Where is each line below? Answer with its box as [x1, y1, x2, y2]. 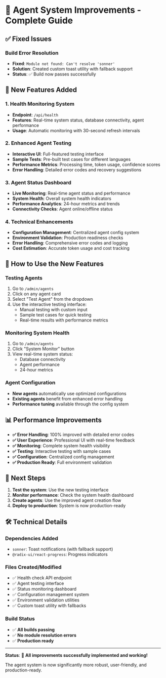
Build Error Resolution [5, 49, 59, 56]
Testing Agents [5, 274, 43, 281]
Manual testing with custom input [19, 307, 88, 313]
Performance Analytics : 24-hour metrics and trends [12, 201, 120, 207]
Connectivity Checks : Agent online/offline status [12, 206, 113, 212]
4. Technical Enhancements [5, 218, 74, 225]
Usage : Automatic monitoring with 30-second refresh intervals [12, 127, 140, 133]
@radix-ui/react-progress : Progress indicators [12, 552, 108, 558]
